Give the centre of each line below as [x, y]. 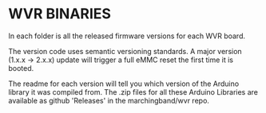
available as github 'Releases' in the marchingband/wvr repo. [109, 100]
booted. [21, 68]
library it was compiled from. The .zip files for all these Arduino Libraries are [133, 92]
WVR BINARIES [60, 14]
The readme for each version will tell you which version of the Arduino [124, 84]
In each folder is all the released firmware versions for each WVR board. [127, 36]
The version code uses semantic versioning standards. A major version [125, 51]
